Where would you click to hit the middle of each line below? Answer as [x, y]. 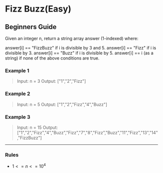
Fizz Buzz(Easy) [38, 9]
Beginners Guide [31, 27]
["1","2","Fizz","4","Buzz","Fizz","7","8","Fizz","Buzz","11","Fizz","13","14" [87, 132]
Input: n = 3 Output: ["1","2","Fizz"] [51, 81]
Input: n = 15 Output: [37, 127]
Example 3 [18, 117]
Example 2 [18, 94]
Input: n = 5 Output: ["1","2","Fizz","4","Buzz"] [62, 104]
